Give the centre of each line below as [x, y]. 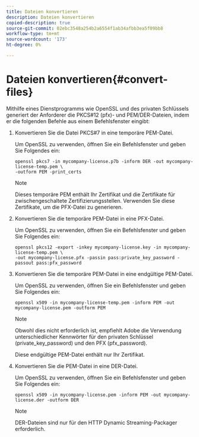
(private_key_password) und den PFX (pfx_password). [81, 343]
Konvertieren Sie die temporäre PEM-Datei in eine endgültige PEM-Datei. [104, 273]
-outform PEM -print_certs [48, 172]
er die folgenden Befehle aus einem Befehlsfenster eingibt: [78, 121]
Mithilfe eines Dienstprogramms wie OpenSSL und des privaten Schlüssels [97, 108]
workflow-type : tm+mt [33, 34]
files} [20, 92]
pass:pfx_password [59, 263]
